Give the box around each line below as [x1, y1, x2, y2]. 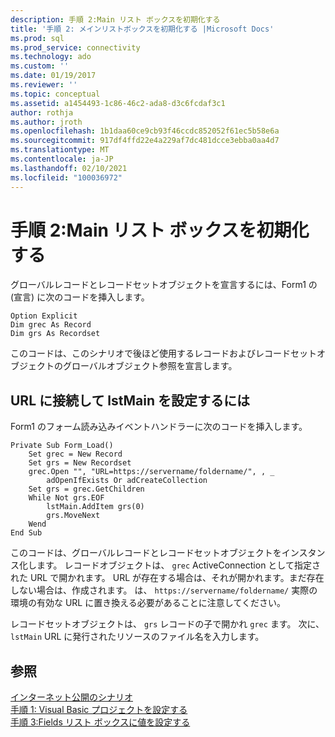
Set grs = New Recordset [28, 458, 132, 468]
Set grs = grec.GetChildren [28, 484, 145, 495]
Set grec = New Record [28, 449, 123, 460]
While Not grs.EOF [28, 493, 105, 503]
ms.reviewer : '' [10, 80, 78, 90]
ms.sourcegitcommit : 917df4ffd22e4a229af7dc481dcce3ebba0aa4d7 [10, 136, 280, 146]
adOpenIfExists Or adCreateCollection [46, 476, 208, 486]
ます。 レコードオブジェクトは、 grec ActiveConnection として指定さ [36, 559, 321, 571]
